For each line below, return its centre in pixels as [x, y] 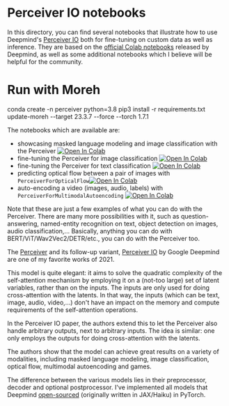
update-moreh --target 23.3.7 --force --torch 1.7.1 [78, 116]
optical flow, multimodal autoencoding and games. [79, 366]
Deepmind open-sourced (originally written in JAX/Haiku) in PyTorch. [106, 394]
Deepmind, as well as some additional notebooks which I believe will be [110, 54]
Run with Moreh [54, 90]
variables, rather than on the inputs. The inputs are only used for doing [109, 288]
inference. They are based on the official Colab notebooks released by [108, 47]
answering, [23, 224]
